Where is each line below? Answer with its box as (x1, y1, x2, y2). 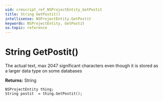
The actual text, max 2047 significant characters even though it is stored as (5, 63, 159, 69)
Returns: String (5, 77, 37, 83)
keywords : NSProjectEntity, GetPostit (5, 21, 85, 26)
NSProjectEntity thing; (5, 87, 54, 92)
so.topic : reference (5, 25, 48, 30)
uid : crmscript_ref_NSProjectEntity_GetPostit (5, 7, 102, 12)
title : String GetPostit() (5, 12, 61, 17)
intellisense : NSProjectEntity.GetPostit (5, 16, 92, 21)
